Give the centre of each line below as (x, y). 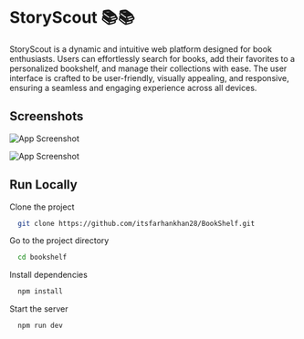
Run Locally (43, 185)
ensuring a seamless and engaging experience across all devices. (133, 87)
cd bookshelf (42, 257)
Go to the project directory (59, 241)
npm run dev (41, 326)
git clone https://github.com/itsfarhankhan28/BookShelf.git (136, 223)
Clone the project (42, 207)
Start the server (39, 309)
